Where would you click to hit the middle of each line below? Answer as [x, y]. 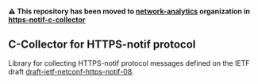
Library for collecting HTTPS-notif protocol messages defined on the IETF [129, 63]
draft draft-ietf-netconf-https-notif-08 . [71, 72]
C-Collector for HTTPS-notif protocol [102, 44]
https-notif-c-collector [47, 19]
